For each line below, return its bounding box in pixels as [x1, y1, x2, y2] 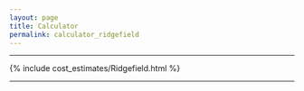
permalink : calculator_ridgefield [9, 30, 140, 39]
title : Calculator [9, 22, 79, 31]
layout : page [9, 13, 59, 23]
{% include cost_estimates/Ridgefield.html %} [9, 63, 181, 74]
